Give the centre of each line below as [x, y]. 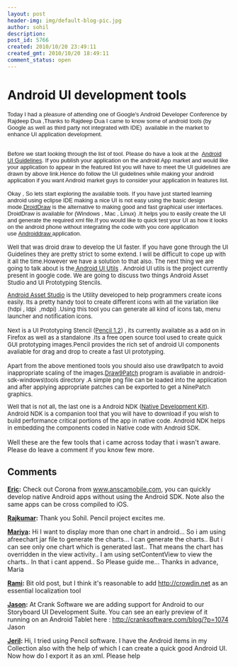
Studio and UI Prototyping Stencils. [55, 282]
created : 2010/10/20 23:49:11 [52, 47]
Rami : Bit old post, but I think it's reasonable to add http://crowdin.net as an [118, 583]
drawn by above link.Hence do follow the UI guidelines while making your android [111, 173]
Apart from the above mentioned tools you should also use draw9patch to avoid [115, 365]
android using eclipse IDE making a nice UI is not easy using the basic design [106, 200]
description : [27, 34]
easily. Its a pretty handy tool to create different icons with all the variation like [113, 302]
